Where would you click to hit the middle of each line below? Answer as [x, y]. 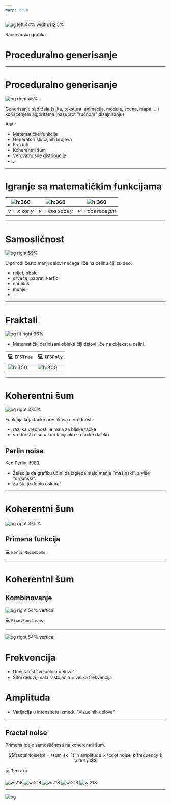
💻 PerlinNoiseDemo [25, 552]
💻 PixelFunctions [24, 620]
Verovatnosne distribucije [39, 155]
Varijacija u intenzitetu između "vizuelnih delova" [64, 712]
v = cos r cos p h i [97, 211]
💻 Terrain [16, 770]
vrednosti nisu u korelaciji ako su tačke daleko [61, 435]
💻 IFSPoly [50, 357]
